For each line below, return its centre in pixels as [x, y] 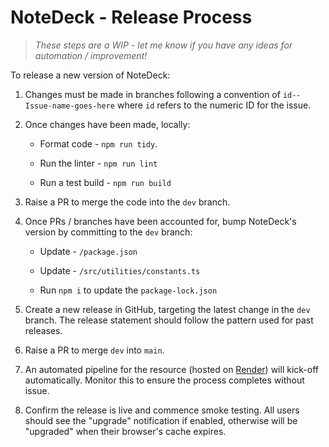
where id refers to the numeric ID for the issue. [214, 105]
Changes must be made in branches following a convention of [152, 94]
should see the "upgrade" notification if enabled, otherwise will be [161, 420]
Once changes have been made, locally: [107, 124]
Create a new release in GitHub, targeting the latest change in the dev [167, 309]
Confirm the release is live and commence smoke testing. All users [162, 410]
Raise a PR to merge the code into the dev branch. [127, 202]
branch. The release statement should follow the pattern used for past [169, 320]
